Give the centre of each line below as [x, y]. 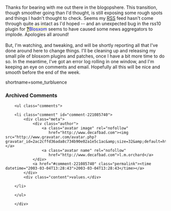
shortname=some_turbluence [36, 82]
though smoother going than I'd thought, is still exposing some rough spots [84, 13]
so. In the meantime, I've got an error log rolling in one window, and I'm [80, 61]
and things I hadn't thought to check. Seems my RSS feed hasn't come [79, 18]
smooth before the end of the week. [43, 72]
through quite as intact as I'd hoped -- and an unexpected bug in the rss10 [83, 23]
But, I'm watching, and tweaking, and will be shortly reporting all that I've [82, 45]
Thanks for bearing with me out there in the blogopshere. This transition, [81, 7]
